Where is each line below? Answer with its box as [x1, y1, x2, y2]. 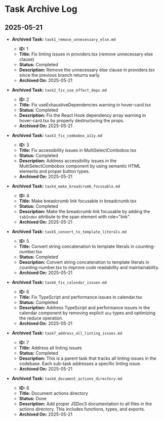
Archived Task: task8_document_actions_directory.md [11, 375, 123, 381]
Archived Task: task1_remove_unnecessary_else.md [11, 36, 116, 42]
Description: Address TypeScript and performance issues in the [19, 305, 150, 310]
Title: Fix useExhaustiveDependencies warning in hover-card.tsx [19, 102, 151, 107]
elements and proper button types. [19, 168, 90, 174]
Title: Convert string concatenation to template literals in [19, 243, 134, 249]
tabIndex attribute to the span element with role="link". [19, 214, 131, 220]
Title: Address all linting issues [19, 345, 82, 351]
